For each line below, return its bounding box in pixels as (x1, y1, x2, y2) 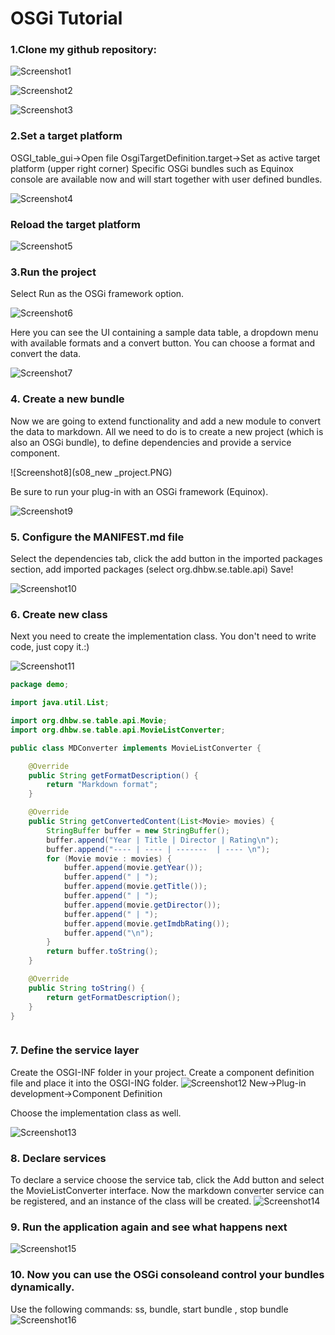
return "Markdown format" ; (46, 780, 159, 790)
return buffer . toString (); (46, 947, 159, 957)
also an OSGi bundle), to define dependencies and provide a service (10, 436, 292, 448)
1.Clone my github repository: (10, 43, 157, 57)
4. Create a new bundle (10, 392, 125, 406)
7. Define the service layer (10, 1043, 140, 1057)
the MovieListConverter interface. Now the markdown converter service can (10, 1184, 325, 1196)
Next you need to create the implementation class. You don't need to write (10, 630, 317, 642)
